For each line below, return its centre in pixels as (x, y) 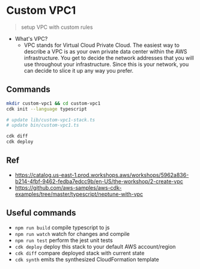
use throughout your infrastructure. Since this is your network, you (106, 64)
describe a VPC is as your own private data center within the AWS (105, 51)
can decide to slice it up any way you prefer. (79, 70)
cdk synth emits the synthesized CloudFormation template (87, 259)
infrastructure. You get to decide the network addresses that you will (109, 58)
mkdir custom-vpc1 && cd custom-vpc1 (53, 103)
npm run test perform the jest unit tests (64, 240)
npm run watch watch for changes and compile (72, 234)
